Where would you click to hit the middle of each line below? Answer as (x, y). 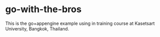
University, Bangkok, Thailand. (37, 28)
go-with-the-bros (43, 9)
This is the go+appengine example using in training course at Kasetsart (80, 23)
